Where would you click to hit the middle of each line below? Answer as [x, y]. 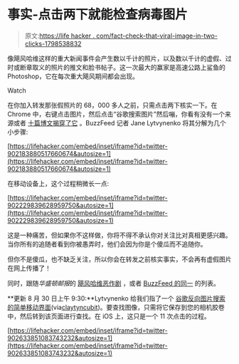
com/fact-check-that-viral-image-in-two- [157, 36]
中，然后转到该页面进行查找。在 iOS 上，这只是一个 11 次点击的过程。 [109, 316]
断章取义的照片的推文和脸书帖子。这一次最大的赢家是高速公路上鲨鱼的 [122, 67]
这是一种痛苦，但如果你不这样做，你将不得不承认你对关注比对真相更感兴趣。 [119, 235]
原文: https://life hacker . [59, 36]
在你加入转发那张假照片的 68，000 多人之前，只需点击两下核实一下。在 [112, 105]
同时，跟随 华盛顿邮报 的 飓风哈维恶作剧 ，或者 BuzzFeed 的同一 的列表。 [114, 283]
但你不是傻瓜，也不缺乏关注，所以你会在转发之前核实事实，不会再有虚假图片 [119, 259]
